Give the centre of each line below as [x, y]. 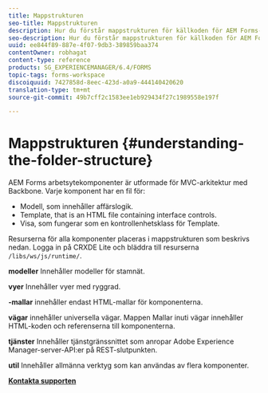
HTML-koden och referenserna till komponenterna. [92, 326]
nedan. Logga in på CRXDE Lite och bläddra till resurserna [104, 247]
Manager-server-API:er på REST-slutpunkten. [83, 350]
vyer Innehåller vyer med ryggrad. [65, 287]
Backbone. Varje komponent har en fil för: [77, 191]
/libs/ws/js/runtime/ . [45, 256]
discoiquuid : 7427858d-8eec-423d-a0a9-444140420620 [96, 82]
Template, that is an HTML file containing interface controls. [118, 215]
